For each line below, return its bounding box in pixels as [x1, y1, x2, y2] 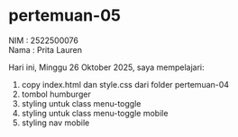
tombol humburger [21, 89, 91, 99]
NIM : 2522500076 [8, 35, 78, 46]
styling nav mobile [21, 117, 90, 128]
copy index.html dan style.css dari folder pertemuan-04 [21, 79, 230, 90]
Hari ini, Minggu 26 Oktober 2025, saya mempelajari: [8, 62, 205, 73]
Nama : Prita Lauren [8, 44, 83, 55]
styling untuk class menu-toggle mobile [21, 107, 169, 118]
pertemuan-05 [8, 5, 122, 26]
